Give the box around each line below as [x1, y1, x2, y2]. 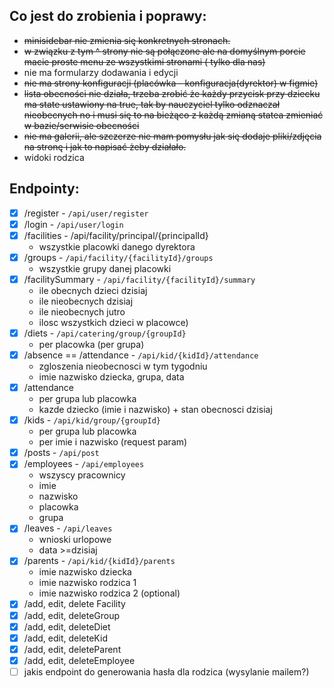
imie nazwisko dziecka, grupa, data [38, 371, 185, 383]
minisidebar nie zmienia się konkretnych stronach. [23, 34, 231, 46]
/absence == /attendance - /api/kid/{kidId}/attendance [23, 349, 259, 361]
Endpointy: [9, 180, 80, 198]
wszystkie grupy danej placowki [38, 262, 172, 274]
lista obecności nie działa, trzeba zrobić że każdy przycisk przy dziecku [23, 87, 321, 99]
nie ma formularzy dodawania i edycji [23, 66, 179, 78]
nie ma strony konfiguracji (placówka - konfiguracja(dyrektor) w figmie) [23, 77, 319, 89]
